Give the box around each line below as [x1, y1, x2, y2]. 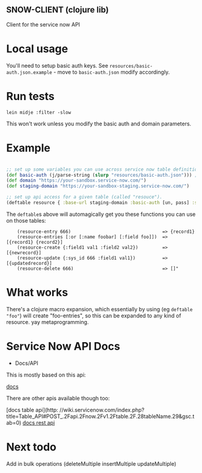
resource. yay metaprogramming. [6, 318, 89, 325]
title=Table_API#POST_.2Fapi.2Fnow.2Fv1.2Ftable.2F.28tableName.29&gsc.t [6, 413, 195, 420]
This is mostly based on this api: [6, 371, 86, 378]
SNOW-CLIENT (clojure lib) [6, 5, 109, 15]
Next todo [6, 440, 57, 454]
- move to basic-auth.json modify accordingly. [53, 68, 170, 75]
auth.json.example [6, 69, 52, 75]
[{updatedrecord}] [6, 260, 52, 266]
